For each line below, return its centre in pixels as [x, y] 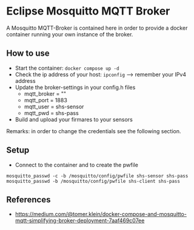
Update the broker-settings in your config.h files [75, 87]
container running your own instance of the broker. [70, 34]
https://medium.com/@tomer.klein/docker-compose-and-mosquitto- [101, 214]
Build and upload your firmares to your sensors [74, 119]
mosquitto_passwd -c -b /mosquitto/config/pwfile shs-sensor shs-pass [97, 176]
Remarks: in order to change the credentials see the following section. [94, 131]
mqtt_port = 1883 [46, 100]
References [28, 199]
